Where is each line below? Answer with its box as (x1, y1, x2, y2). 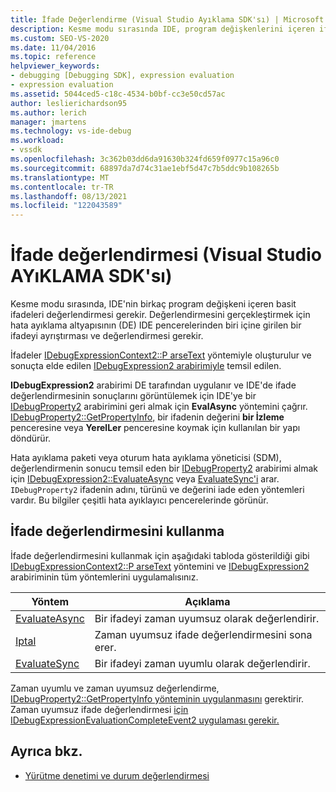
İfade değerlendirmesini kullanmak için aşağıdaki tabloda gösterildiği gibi (10, 549, 310, 561)
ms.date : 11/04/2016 (10, 42, 97, 53)
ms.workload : (10, 136, 65, 146)
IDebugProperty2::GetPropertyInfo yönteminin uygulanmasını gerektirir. (10, 692, 305, 705)
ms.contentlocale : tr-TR (10, 182, 114, 192)
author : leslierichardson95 (10, 98, 128, 108)
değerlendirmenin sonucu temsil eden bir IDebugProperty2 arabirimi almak (10, 462, 319, 475)
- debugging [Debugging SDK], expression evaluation (10, 71, 235, 81)
